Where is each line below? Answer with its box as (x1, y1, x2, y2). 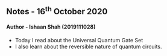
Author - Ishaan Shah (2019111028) (6, 23, 96, 30)
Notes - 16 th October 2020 (6, 5, 108, 17)
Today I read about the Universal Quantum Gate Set (14, 36, 143, 43)
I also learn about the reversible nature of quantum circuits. (14, 43, 162, 50)
